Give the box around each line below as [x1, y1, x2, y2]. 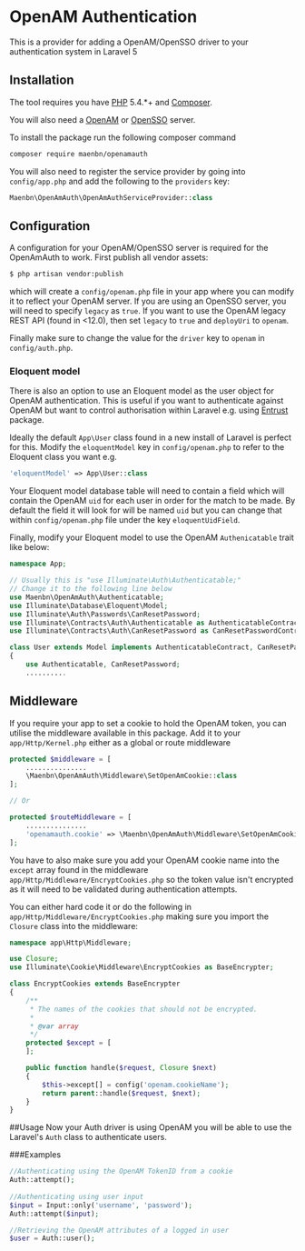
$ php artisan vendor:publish [9, 270, 124, 279]
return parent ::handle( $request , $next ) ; [42, 1088, 202, 1097]
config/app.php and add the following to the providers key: [9, 175, 230, 186]
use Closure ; [9, 955, 59, 964]
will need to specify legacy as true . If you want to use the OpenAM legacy [9, 305, 286, 316]
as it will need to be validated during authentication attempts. [9, 884, 238, 895]
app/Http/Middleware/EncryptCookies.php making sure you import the [9, 911, 270, 922]
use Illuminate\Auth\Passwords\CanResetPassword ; [9, 609, 202, 619]
